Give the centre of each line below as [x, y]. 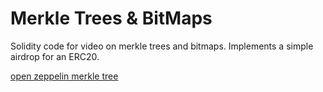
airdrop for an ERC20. [55, 56]
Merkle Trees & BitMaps [111, 18]
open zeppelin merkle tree [64, 76]
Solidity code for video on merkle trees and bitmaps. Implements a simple [162, 46]
